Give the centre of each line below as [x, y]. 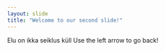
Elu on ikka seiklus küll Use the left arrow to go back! [83, 40]
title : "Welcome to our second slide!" [65, 20]
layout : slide [28, 14]
